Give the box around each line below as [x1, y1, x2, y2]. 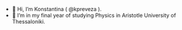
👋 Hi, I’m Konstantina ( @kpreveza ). [11, 6, 102, 12]
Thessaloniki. [11, 18, 45, 25]
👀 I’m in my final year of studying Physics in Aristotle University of [11, 12, 177, 19]
